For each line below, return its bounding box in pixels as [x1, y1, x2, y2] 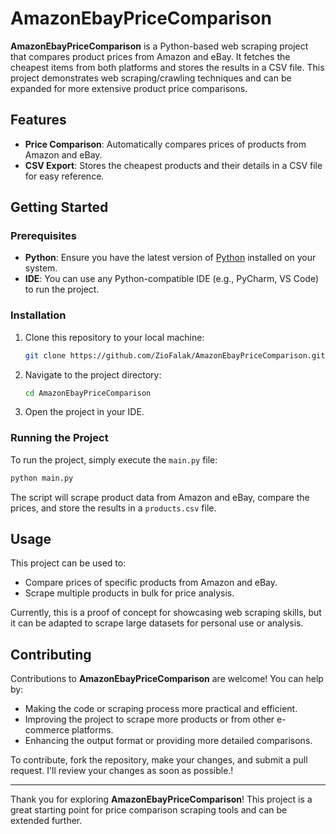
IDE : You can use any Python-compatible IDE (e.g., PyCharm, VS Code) [24, 273, 320, 285]
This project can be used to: [10, 557, 127, 569]
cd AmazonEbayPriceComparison [24, 388, 152, 398]
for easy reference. [24, 170, 105, 182]
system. [24, 262, 58, 274]
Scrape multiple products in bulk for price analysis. [24, 587, 235, 599]
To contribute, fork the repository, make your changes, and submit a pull [10, 754, 308, 766]
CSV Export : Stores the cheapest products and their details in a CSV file [24, 159, 323, 171]
